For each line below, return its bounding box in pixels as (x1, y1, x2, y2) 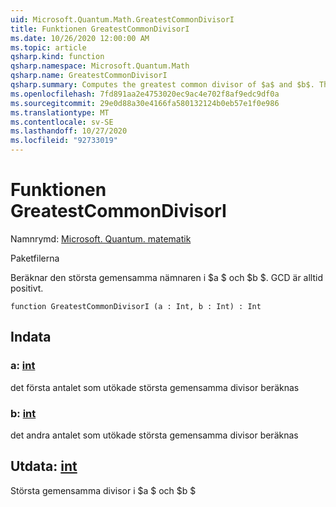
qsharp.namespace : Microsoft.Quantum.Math (10, 61, 190, 71)
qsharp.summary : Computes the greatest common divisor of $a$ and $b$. (10, 80, 315, 90)
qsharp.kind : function (10, 52, 105, 62)
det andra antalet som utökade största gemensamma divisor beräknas (10, 429, 299, 441)
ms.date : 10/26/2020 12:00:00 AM (10, 33, 150, 43)
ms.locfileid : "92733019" (10, 136, 118, 146)
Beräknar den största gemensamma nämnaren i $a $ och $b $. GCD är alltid (10, 271, 323, 283)
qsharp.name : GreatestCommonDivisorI (10, 71, 168, 81)
